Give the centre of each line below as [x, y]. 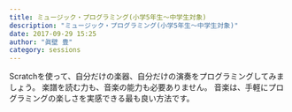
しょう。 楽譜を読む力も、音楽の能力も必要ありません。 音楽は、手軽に [139, 87]
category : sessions [45, 50]
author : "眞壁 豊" [41, 42]
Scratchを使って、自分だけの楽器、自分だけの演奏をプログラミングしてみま [147, 77]
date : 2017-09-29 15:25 [53, 34]
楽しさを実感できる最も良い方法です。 [125, 99]
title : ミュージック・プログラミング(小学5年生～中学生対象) [108, 17]
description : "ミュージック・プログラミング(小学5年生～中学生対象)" [124, 26]
